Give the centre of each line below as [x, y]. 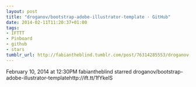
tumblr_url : [20, 55]
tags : [13, 28]
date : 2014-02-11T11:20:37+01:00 [47, 22]
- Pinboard [19, 39]
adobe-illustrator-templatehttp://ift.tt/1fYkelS [60, 78]
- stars [15, 50]
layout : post [22, 11]
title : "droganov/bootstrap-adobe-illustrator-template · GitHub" [88, 17]
